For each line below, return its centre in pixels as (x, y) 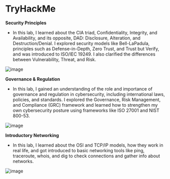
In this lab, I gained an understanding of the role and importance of (82, 88)
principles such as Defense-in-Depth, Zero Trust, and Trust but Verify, (86, 49)
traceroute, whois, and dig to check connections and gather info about (86, 156)
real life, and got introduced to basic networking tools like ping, (78, 150)
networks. (23, 161)
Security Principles (26, 23)
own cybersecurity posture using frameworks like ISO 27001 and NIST (86, 110)
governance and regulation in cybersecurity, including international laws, (89, 94)
